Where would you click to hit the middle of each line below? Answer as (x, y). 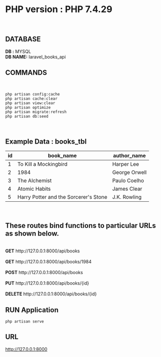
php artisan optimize (28, 107)
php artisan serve (25, 322)
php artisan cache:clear (31, 99)
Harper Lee (126, 164)
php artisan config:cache (32, 94)
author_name (129, 156)
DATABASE (23, 39)
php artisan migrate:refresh (36, 112)
